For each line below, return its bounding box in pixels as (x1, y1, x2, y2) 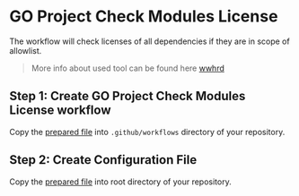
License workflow (9, 103, 111, 118)
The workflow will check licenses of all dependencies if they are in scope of (9, 36, 290, 47)
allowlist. (9, 45, 42, 55)
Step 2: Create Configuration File (9, 152, 198, 167)
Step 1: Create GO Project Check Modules (9, 89, 246, 104)
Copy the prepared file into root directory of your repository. (9, 176, 232, 187)
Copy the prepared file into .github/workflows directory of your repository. (9, 126, 286, 137)
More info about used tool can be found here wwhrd (31, 63, 224, 73)
